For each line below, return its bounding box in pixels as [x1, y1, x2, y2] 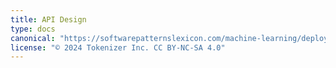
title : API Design [10, 14, 87, 25]
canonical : [10, 33, 56, 43]
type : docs [10, 24, 56, 34]
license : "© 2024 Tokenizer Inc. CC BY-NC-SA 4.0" [10, 42, 226, 53]
